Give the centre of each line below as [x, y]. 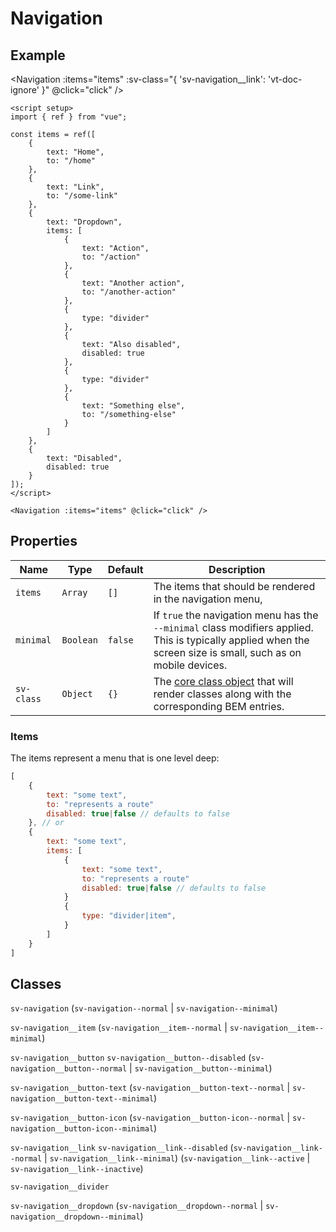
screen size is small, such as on [227, 652]
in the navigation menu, [208, 599]
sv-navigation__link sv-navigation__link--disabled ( [122, 1148]
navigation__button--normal [69, 1069]
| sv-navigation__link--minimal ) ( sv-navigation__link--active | [177, 1158]
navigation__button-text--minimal [82, 1099]
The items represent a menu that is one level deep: [115, 758]
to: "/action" [111, 257]
